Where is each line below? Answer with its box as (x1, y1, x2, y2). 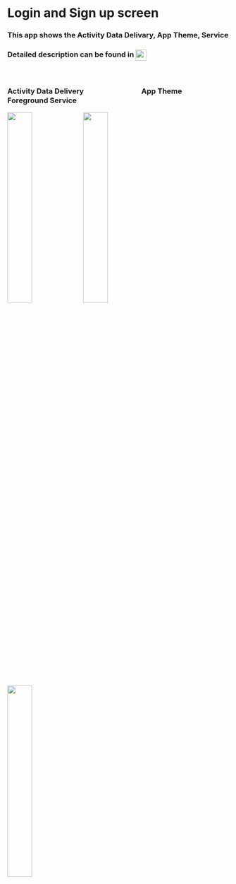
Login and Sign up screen (7, 5, 159, 21)
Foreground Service (7, 95, 77, 105)
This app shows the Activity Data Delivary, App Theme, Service (7, 30, 229, 40)
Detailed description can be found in (7, 49, 135, 59)
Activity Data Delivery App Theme (7, 86, 182, 96)
